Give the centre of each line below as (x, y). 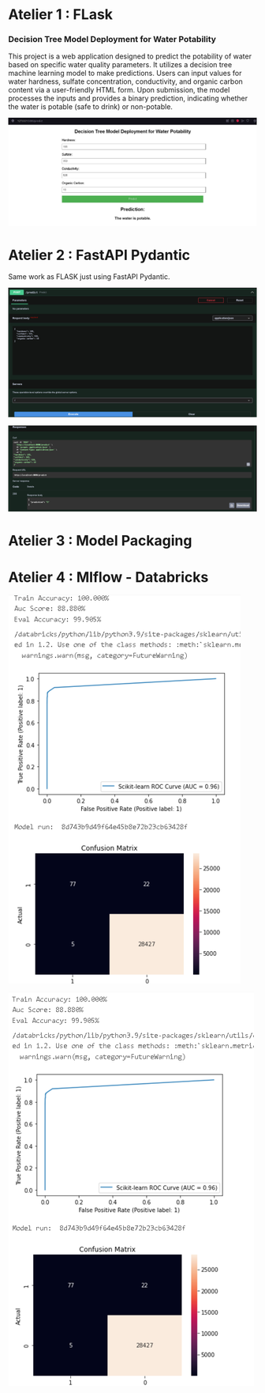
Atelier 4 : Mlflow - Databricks (108, 577)
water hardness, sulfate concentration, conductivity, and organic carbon (125, 81)
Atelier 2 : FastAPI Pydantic (99, 255)
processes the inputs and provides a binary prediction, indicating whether (128, 98)
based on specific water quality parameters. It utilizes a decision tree (120, 65)
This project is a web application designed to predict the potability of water (130, 56)
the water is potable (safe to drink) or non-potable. (91, 107)
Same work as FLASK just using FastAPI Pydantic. (89, 277)
